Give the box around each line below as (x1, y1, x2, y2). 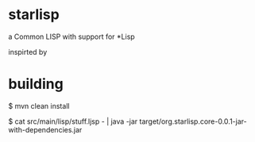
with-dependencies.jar (8, 125, 83, 134)
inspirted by (8, 47, 48, 56)
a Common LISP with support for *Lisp (8, 32, 135, 41)
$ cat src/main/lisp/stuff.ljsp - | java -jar (8, 117, 138, 126)
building (8, 75, 64, 93)
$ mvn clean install (8, 101, 70, 110)
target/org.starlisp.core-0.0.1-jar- (139, 117, 248, 126)
